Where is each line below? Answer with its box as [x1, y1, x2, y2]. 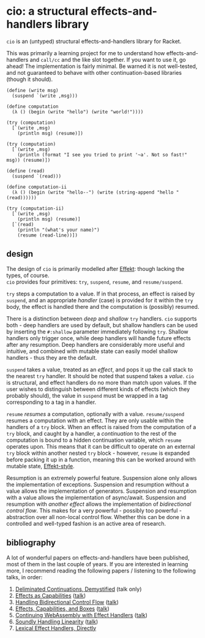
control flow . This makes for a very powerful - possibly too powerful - [6, 507, 182, 514]
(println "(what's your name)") [17, 227, 100, 233]
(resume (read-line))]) [17, 232, 78, 238]
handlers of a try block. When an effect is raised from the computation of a [6, 423, 196, 430]
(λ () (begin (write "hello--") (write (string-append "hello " [12, 189, 179, 196]
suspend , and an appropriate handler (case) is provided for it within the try [6, 296, 193, 304]
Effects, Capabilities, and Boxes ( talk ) [15, 605, 110, 612]
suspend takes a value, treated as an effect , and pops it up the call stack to [6, 366, 193, 373]
